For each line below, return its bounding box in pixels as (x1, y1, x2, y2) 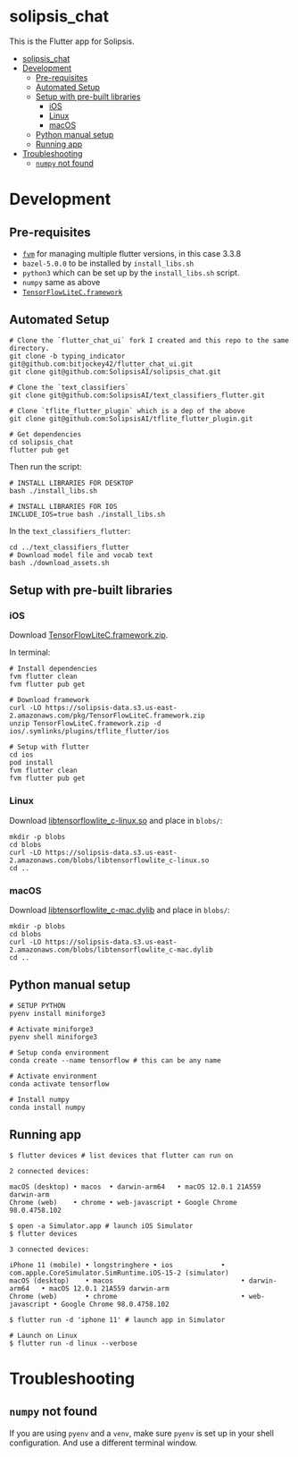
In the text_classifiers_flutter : (9, 525, 131, 536)
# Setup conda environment (9, 1048, 110, 1057)
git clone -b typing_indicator (9, 352, 126, 360)
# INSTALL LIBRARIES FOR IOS (9, 502, 118, 511)
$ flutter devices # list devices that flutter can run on (9, 1151, 234, 1160)
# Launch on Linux (9, 1331, 78, 1340)
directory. (9, 343, 50, 352)
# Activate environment (9, 1072, 98, 1080)
